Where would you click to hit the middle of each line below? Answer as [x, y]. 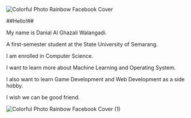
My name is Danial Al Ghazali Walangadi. [56, 33]
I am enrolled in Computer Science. [50, 56]
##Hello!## [20, 21]
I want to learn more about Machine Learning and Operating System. [91, 67]
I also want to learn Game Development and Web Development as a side [95, 79]
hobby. [15, 85]
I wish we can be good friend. [43, 97]
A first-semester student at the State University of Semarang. [82, 44]
